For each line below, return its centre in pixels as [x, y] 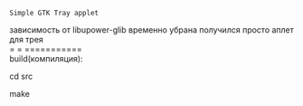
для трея [26, 39]
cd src [21, 76]
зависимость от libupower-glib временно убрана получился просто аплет [151, 30]
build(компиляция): [46, 58]
